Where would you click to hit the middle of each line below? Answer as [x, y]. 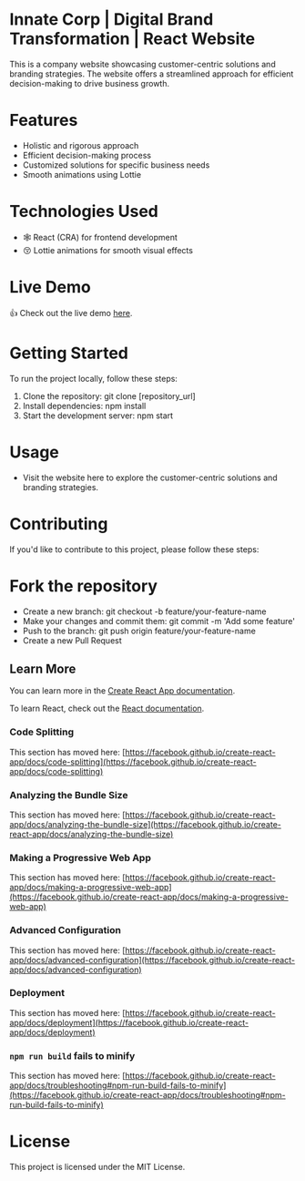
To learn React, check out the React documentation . [107, 709]
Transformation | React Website [132, 39]
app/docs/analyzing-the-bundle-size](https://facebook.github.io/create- [146, 824]
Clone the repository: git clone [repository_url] [109, 395]
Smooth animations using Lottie [82, 174]
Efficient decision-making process [87, 155]
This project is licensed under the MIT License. [97, 1167]
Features [44, 121]
